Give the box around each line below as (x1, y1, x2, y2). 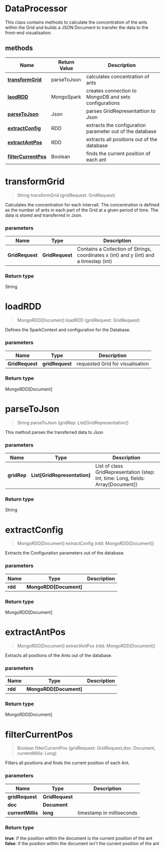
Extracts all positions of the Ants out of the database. (5, 652, 113, 658)
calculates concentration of (86, 73, 150, 80)
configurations (86, 99, 120, 106)
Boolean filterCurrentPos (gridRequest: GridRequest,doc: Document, (17, 745, 156, 751)
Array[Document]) (95, 481, 138, 488)
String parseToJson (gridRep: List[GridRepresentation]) (17, 420, 129, 425)
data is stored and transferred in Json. (5, 212, 82, 218)
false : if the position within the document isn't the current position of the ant (5, 840, 160, 846)
